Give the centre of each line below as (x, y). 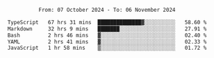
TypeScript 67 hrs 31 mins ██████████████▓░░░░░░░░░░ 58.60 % (107, 22)
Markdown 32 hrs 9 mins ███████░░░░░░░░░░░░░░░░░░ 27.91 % (107, 29)
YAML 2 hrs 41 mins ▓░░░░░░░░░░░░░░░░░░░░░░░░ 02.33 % (107, 41)
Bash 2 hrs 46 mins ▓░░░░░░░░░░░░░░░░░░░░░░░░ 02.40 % (107, 35)
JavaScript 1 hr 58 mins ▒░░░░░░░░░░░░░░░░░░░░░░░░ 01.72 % (107, 48)
